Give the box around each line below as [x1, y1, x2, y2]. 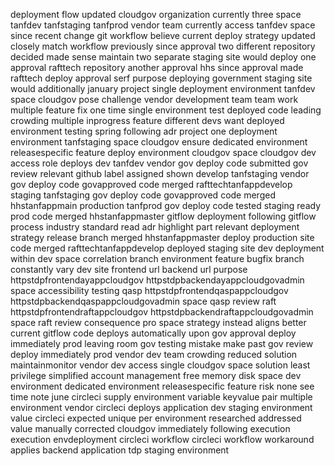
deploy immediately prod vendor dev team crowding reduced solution [10, 349, 298, 360]
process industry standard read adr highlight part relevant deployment [10, 221, 300, 233]
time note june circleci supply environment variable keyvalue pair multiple [10, 391, 313, 403]
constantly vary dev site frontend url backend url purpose [10, 264, 248, 275]
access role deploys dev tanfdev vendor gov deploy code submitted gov [10, 157, 309, 169]
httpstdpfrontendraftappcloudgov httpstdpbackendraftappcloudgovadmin [10, 306, 314, 318]
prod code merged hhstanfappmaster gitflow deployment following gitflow [10, 210, 317, 222]
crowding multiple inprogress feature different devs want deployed [10, 115, 285, 126]
